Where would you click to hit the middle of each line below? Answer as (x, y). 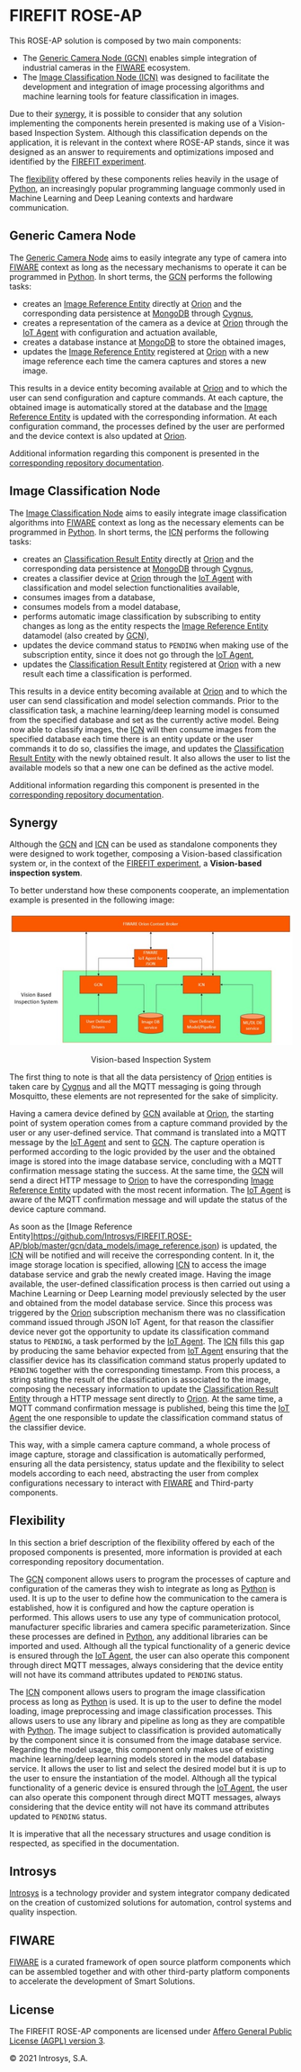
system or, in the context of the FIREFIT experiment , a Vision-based (136, 864)
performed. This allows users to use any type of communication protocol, (145, 1617)
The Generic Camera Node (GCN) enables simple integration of (140, 58)
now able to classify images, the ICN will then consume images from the (143, 729)
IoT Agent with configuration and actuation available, (120, 332)
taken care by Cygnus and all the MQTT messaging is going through (136, 1086)
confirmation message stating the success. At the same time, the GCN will (146, 1171)
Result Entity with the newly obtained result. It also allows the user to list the (150, 758)
